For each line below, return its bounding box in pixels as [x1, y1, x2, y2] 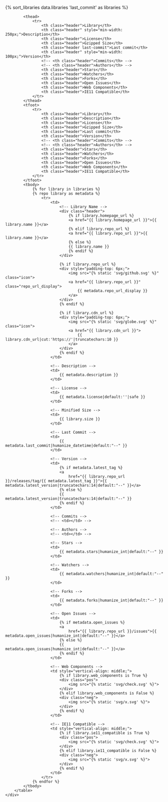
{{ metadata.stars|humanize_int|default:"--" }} [59, 549, 164, 554]
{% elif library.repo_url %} [68, 226, 130, 231]
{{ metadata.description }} [59, 372, 119, 378]
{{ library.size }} [59, 416, 100, 421]
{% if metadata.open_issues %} [59, 620, 125, 625]
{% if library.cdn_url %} [59, 310, 114, 315]
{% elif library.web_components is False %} [59, 691, 155, 696]
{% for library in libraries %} [32, 186, 100, 192]
